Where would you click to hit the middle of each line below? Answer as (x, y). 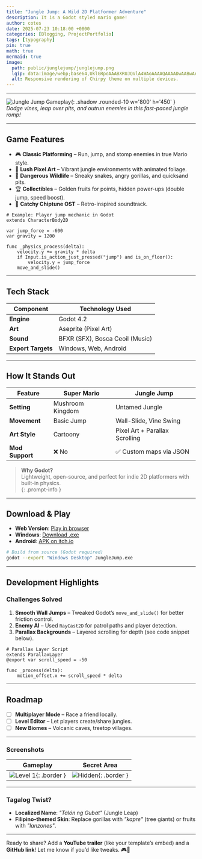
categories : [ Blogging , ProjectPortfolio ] (60, 34)
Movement (25, 421)
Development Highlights (53, 582)
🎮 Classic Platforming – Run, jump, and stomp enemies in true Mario (101, 154)
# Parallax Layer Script (37, 649)
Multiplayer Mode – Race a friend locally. (66, 714)
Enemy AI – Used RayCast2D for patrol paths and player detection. (96, 625)
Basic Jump (70, 421)
